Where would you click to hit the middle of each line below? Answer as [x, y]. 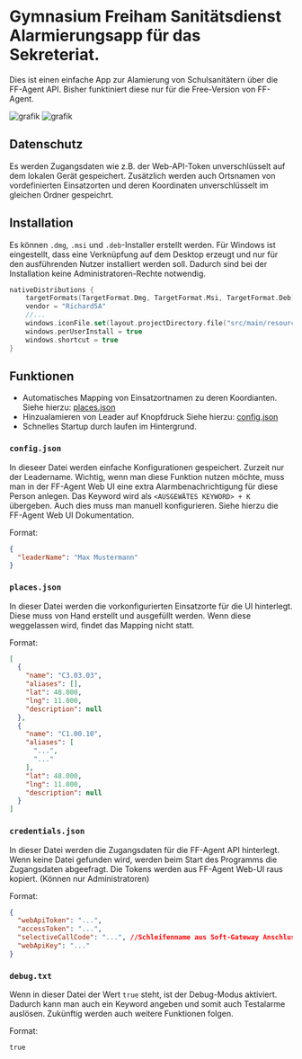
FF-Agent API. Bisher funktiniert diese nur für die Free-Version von [133, 89]
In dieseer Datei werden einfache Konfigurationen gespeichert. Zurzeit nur [147, 467]
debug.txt [31, 976]
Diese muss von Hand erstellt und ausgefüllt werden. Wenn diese [130, 615]
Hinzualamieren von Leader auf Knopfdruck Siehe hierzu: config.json [150, 417]
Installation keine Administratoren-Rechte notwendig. [108, 273]
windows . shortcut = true [72, 340]
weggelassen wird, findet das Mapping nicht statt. [102, 625]
